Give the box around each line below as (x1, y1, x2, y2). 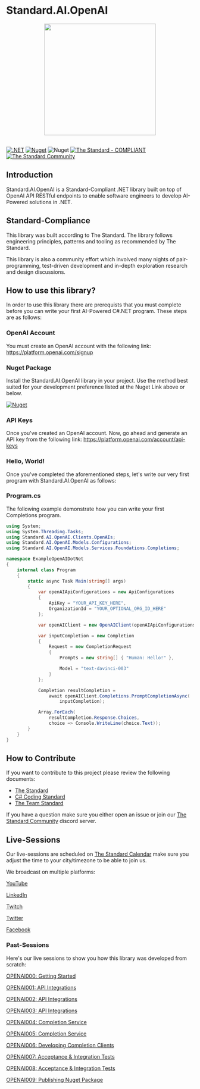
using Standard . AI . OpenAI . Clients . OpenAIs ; (6, 534, 116, 540)
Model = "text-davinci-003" (59, 666, 129, 672)
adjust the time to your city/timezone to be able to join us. (6, 857, 147, 864)
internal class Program (17, 567, 76, 573)
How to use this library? (6, 285, 96, 295)
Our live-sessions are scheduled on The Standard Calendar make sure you (6, 850, 189, 858)
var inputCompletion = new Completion (37, 633, 135, 639)
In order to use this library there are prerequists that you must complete (6, 301, 182, 308)
